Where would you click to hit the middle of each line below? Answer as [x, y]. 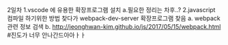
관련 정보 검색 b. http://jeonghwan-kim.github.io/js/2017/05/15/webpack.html [114, 27]
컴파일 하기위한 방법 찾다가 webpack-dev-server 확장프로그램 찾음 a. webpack [114, 18]
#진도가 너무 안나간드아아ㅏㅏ [47, 35]
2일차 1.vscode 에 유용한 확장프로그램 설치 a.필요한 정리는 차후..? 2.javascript [111, 10]
